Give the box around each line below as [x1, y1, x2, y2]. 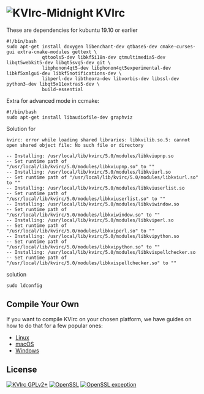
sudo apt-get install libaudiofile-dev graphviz [6, 114, 133, 121]
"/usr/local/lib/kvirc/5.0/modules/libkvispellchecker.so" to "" [6, 260, 176, 266]
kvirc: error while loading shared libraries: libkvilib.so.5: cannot [6, 136, 191, 143]
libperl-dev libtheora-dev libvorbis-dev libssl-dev [42, 75, 179, 82]
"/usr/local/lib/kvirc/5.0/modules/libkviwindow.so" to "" [6, 212, 161, 218]
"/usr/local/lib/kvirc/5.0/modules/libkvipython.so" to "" [6, 243, 161, 250]
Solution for [6, 125, 36, 132]
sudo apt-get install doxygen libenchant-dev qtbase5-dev [6, 43, 157, 50]
